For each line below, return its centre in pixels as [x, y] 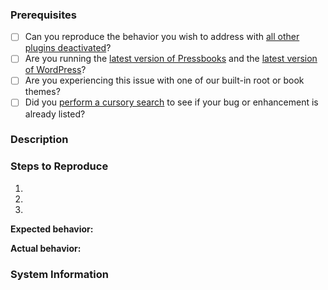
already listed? [55, 114]
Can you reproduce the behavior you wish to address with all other [162, 37]
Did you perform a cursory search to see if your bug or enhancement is [171, 102]
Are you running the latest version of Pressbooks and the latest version [171, 59]
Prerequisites [43, 15]
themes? [42, 92]
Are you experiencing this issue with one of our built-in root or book [164, 80]
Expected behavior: [52, 229]
